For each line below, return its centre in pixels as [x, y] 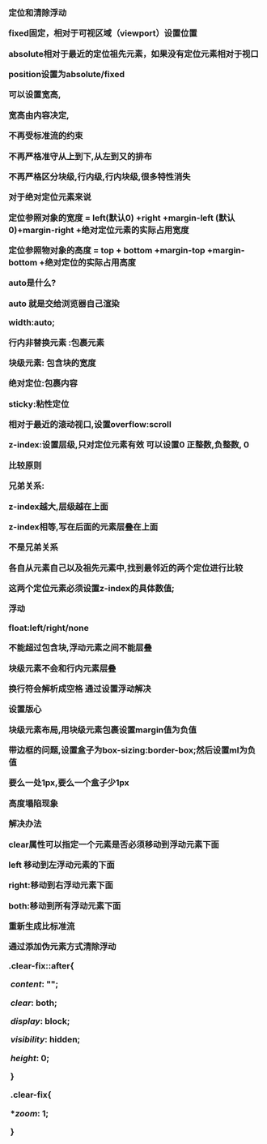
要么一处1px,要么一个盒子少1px [69, 783]
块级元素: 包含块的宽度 [52, 363]
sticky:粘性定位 [39, 404]
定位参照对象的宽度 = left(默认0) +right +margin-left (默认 [122, 218]
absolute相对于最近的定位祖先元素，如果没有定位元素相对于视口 [133, 54]
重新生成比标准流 [42, 926]
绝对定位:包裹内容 [43, 383]
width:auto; [32, 322]
